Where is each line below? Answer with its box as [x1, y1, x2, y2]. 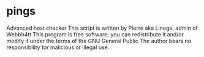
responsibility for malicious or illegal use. [6, 44, 110, 51]
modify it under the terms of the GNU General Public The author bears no [6, 37, 192, 44]
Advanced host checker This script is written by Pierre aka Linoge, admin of [6, 24, 198, 32]
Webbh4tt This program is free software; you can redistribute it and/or [6, 30, 184, 38]
